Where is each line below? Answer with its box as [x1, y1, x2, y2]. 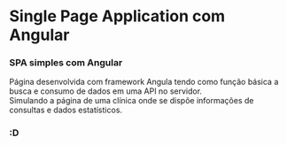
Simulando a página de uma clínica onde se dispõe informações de [9, 95, 254, 106]
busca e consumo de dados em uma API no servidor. [9, 86, 202, 96]
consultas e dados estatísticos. [9, 104, 122, 116]
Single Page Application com [9, 6, 226, 27]
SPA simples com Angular [9, 57, 123, 69]
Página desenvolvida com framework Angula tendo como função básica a [9, 77, 279, 88]
